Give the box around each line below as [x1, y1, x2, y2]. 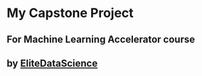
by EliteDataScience [6, 57, 98, 69]
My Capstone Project [6, 5, 134, 21]
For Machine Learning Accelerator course [6, 33, 196, 45]
